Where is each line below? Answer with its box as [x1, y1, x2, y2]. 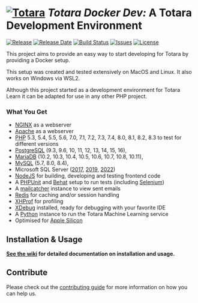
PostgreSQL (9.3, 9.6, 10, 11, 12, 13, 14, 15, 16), [14, 147, 127, 154]
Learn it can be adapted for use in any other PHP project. [6, 92, 148, 100]
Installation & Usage [6, 234, 83, 244]
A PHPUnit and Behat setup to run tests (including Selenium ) [14, 179, 165, 186]
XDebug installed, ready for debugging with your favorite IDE [14, 204, 166, 211]
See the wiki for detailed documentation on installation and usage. [6, 250, 175, 257]
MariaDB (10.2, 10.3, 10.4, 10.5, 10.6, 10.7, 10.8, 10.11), [14, 153, 143, 160]
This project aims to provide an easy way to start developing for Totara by [6, 50, 189, 57]
